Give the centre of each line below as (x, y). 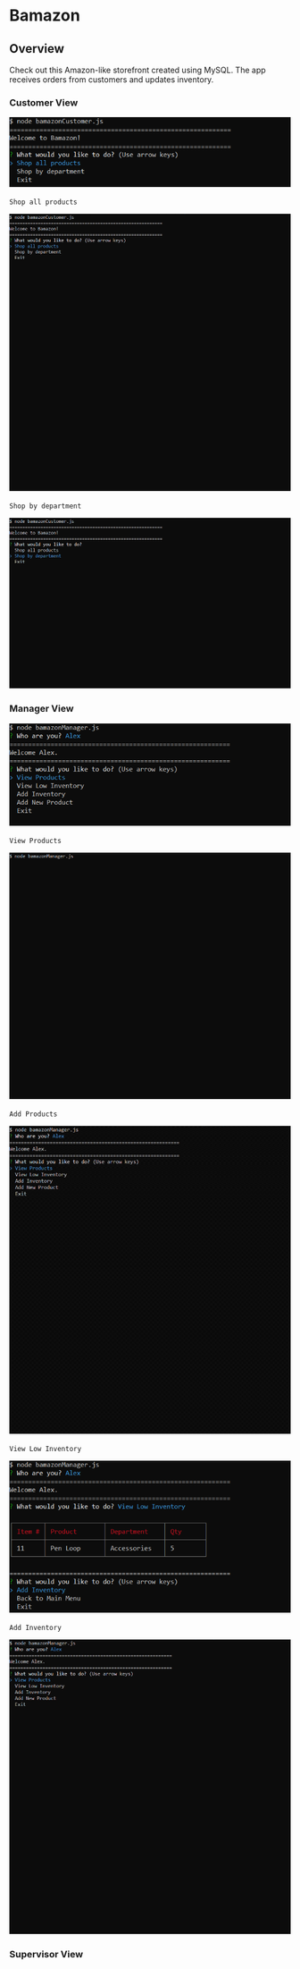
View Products (36, 841)
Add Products (33, 1114)
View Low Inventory (46, 1449)
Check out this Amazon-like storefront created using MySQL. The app (137, 70)
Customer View (44, 102)
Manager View (42, 709)
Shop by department (46, 506)
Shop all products (43, 202)
